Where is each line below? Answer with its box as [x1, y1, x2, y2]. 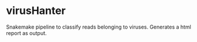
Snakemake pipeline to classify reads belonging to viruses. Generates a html [6, 23, 191, 30]
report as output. [6, 29, 47, 36]
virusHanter [6, 4, 66, 17]
